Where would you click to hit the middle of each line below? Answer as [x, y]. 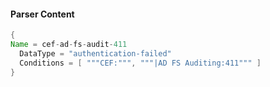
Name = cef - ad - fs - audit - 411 [69, 45]
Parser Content [42, 14]
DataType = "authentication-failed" [95, 53]
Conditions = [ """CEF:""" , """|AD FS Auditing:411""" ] [140, 63]
